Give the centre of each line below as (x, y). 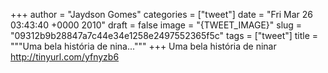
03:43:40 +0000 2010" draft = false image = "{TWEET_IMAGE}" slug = (156, 25)
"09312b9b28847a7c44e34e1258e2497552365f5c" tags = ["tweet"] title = (164, 35)
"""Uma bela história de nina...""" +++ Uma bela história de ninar (143, 46)
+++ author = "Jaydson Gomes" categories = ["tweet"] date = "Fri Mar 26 (162, 14)
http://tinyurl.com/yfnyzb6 (65, 57)
